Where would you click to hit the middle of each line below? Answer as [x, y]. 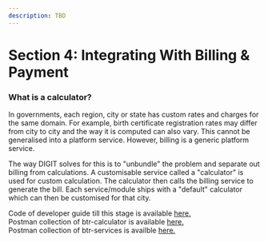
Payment [39, 72]
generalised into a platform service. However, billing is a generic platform [129, 140]
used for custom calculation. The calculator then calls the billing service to [131, 181]
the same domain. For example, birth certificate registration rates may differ [133, 123]
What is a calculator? [50, 97]
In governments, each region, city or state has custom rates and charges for [134, 115]
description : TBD [37, 16]
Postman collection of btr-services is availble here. [92, 230]
